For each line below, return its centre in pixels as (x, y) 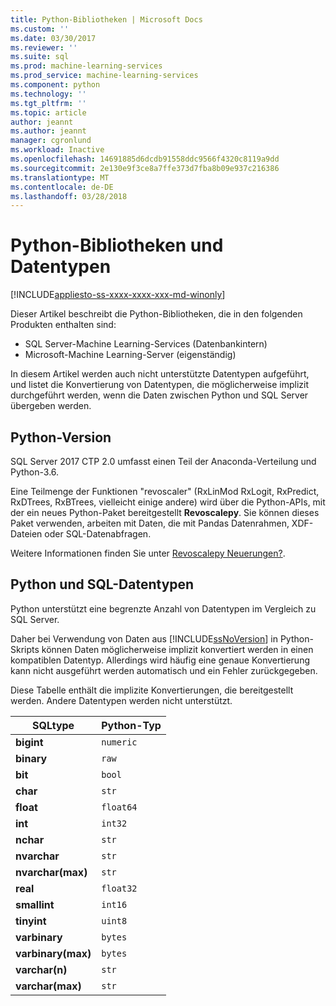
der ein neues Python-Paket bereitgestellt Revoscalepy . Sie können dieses (165, 512)
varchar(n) (41, 969)
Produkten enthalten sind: (63, 325)
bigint (29, 742)
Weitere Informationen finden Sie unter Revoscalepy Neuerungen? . (148, 553)
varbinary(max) (53, 953)
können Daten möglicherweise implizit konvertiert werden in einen (177, 649)
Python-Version (61, 437)
